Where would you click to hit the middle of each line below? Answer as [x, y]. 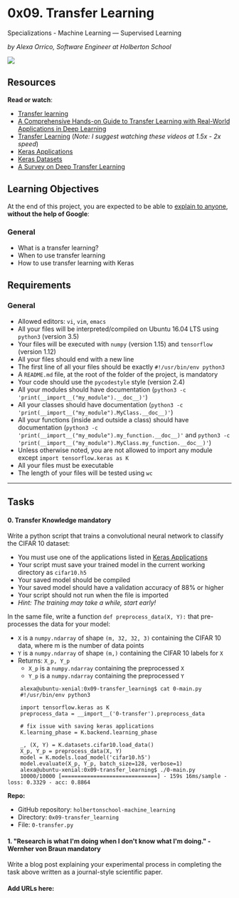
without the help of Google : [49, 214]
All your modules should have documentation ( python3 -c [102, 389]
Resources [32, 82]
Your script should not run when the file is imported [93, 595]
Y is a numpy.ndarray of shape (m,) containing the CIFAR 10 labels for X [121, 653]
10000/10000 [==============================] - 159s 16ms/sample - [124, 776]
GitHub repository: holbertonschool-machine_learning [96, 810]
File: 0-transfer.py [46, 825]
